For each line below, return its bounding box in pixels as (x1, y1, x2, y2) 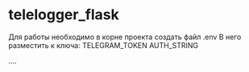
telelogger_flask (8, 6, 119, 24)
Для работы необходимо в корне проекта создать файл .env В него (8, 32, 242, 42)
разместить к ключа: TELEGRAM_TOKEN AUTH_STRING (8, 40, 199, 50)
